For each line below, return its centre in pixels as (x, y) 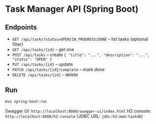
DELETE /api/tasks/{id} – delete (45, 75)
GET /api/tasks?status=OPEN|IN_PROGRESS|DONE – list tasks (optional (80, 39)
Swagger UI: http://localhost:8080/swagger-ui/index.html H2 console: (78, 111)
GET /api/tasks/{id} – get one (43, 49)
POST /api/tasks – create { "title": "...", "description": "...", (81, 55)
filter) (18, 44)
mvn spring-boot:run (26, 101)
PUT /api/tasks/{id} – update (42, 64)
